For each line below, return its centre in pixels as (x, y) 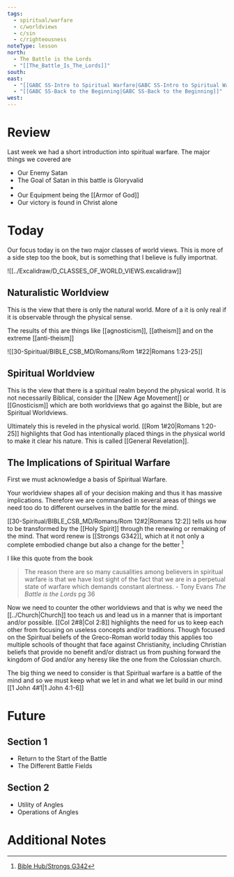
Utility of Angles (40, 804)
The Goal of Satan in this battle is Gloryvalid (80, 180)
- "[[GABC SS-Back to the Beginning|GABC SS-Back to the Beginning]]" (118, 91)
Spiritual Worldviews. (38, 412)
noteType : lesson (32, 46)
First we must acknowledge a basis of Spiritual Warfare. (87, 479)
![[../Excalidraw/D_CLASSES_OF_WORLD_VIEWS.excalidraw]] (94, 271)
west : (15, 98)
